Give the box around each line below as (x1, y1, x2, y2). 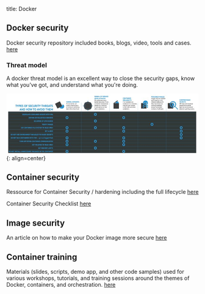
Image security (6, 218, 65, 228)
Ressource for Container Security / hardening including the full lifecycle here (6, 188, 199, 196)
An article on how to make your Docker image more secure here (6, 234, 167, 241)
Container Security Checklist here (6, 200, 92, 207)
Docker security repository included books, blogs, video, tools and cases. (6, 39, 192, 46)
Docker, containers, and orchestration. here (6, 281, 116, 288)
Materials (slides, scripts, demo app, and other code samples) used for (6, 268, 184, 276)
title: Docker (6, 6, 37, 12)
